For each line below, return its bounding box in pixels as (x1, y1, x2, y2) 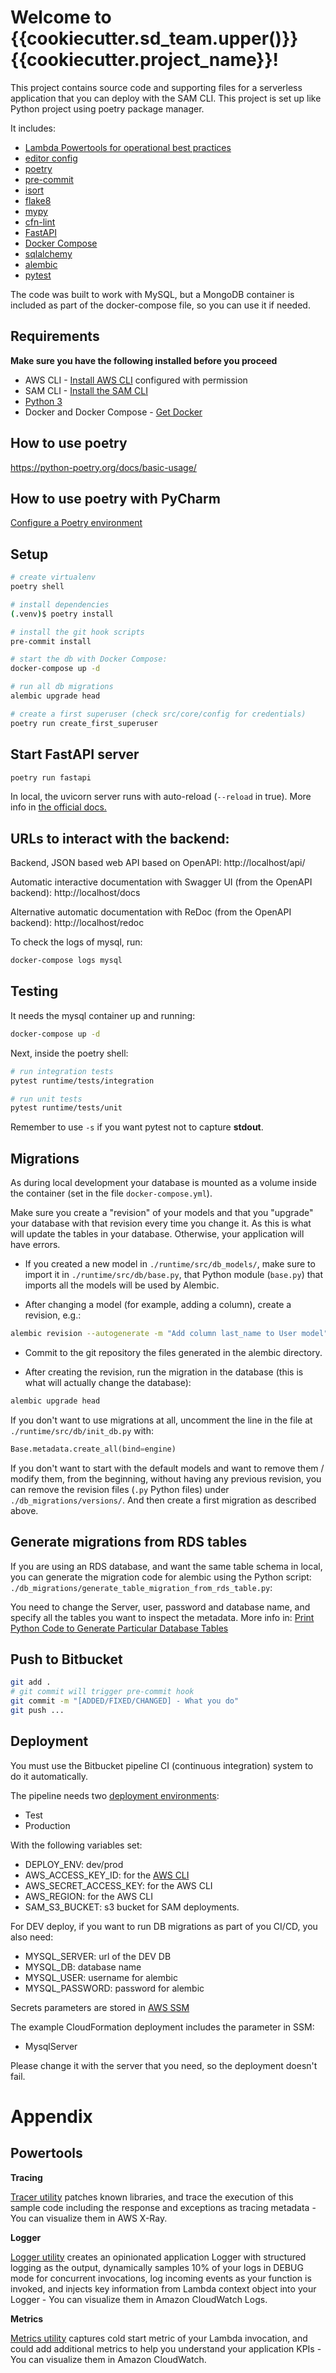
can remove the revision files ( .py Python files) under (10, 1483, 230, 1495)
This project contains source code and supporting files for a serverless (10, 81, 303, 93)
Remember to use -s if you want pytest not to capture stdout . (10, 1121, 264, 1133)
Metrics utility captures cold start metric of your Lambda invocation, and (10, 2332, 308, 2344)
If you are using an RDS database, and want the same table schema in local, (10, 1560, 323, 1572)
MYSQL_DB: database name (24, 1961, 142, 1973)
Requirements (10, 328, 100, 345)
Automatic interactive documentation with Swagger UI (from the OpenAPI (10, 876, 313, 888)
